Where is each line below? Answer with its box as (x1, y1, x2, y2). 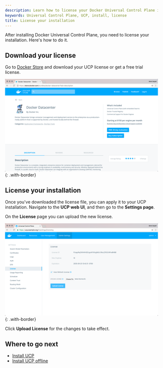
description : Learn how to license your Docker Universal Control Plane (5, 8, 155, 13)
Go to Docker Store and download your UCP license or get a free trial (5, 64, 143, 70)
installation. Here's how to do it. (5, 37, 68, 43)
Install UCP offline (12, 358, 49, 364)
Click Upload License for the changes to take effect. (5, 326, 110, 332)
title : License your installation (5, 18, 75, 23)
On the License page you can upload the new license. (5, 214, 113, 220)
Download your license (5, 51, 76, 59)
